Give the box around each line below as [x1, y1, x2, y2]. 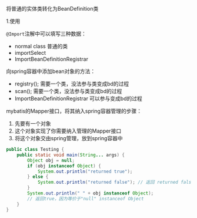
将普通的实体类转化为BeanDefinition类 [6, 5, 99, 12]
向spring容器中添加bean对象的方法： [6, 68, 96, 75]
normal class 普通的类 [14, 43, 68, 49]
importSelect [14, 49, 46, 56]
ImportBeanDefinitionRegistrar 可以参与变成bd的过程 [14, 95, 142, 102]
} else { [27, 174, 49, 180]
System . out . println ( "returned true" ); [37, 169, 133, 174]
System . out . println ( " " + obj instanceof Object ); [27, 190, 154, 196]
